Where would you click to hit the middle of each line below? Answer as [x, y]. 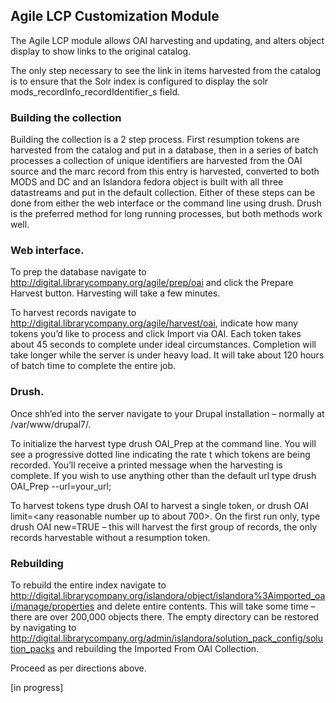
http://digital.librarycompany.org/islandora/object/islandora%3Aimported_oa [168, 595]
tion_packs [33, 648]
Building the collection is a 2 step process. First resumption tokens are [155, 140]
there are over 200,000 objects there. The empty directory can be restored [165, 617]
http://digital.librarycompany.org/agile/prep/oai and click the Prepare [152, 283]
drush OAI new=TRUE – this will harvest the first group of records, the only [164, 526]
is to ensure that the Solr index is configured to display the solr [139, 81]
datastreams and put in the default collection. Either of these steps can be [163, 193]
